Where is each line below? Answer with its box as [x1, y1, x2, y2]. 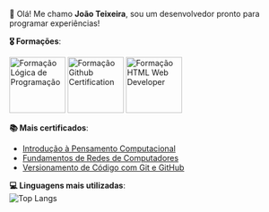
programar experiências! [9, 18, 100, 29]
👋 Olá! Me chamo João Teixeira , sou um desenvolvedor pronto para [9, 9, 260, 19]
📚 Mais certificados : [9, 123, 89, 133]
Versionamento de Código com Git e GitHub [22, 162, 185, 173]
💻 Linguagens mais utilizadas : [9, 180, 126, 191]
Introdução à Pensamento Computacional [22, 143, 177, 154]
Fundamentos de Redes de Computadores [22, 153, 179, 163]
